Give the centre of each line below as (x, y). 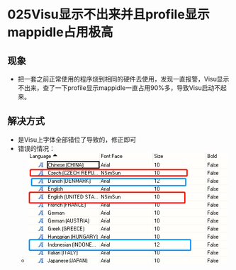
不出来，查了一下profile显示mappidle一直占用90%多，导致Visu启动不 (119, 88)
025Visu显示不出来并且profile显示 (109, 15)
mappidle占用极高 (60, 32)
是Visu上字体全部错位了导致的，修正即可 (77, 140)
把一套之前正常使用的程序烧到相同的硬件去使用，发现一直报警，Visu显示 (123, 79)
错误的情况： (36, 148)
